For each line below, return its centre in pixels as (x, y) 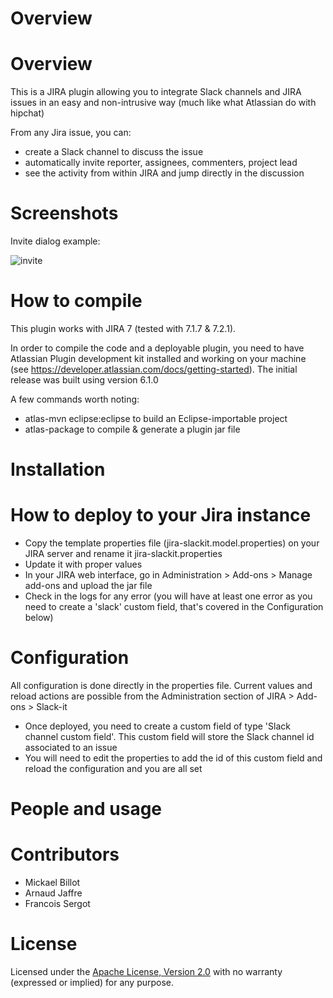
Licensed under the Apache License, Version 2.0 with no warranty (146, 972)
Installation (58, 469)
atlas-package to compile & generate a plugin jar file (132, 429)
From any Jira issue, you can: (71, 133)
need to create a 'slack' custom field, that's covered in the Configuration (174, 607)
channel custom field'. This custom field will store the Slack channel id (169, 737)
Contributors (65, 854)
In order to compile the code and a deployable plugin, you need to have (157, 348)
